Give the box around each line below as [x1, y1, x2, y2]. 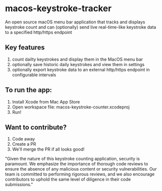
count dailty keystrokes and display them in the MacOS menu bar [12, 56, 143, 62]
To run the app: [5, 86, 52, 94]
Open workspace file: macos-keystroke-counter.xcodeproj [12, 104, 130, 110]
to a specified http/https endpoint [5, 29, 72, 35]
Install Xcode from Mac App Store [12, 99, 80, 104]
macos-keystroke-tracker [5, 3, 112, 14]
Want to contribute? [5, 123, 67, 131]
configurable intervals [12, 71, 56, 78]
